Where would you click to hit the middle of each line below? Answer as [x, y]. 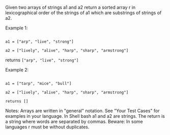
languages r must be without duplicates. [47, 127]
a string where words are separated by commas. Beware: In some [74, 122]
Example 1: [17, 28]
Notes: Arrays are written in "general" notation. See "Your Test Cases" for [82, 111]
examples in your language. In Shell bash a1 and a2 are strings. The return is [85, 116]
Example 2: [17, 70]
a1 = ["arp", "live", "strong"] [39, 42]
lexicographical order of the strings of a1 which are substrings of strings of [83, 13]
